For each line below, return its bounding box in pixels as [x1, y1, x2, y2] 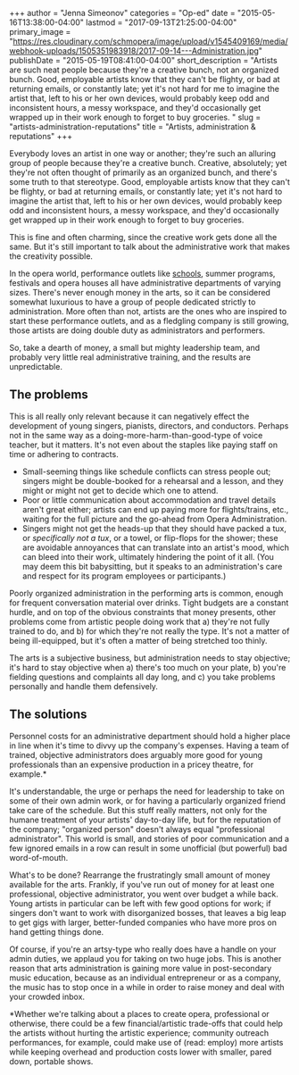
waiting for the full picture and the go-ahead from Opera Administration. [21, 513, 287, 524]
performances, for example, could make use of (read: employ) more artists [9, 1037, 284, 1047]
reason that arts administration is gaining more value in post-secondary [9, 962, 272, 973]
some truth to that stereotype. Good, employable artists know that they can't [9, 177, 290, 187]
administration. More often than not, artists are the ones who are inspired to [9, 306, 287, 316]
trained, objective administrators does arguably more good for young [9, 749, 263, 760]
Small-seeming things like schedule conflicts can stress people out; [21, 466, 271, 477]
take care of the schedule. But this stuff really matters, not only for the [9, 804, 268, 815]
